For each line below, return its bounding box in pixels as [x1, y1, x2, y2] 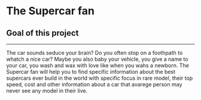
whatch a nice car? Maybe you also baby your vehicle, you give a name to [6, 55, 188, 62]
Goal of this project [6, 28, 79, 38]
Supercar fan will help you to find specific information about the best [6, 68, 175, 75]
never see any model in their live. [6, 87, 88, 94]
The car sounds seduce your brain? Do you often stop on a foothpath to [6, 49, 183, 56]
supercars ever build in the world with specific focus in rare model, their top [6, 74, 193, 82]
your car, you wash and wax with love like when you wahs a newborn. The [6, 62, 190, 69]
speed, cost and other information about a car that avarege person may [6, 81, 182, 87]
